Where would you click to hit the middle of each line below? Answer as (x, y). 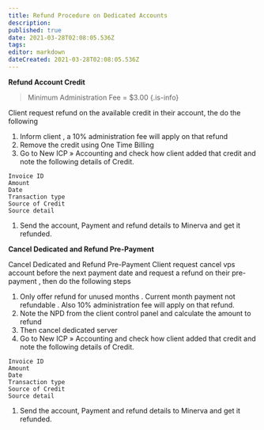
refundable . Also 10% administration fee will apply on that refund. (127, 304)
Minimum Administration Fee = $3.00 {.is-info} (103, 97)
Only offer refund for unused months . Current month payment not (127, 296)
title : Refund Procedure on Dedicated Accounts (88, 15)
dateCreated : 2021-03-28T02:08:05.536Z (74, 60)
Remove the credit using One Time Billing (87, 145)
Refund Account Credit (47, 82)
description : (30, 23)
